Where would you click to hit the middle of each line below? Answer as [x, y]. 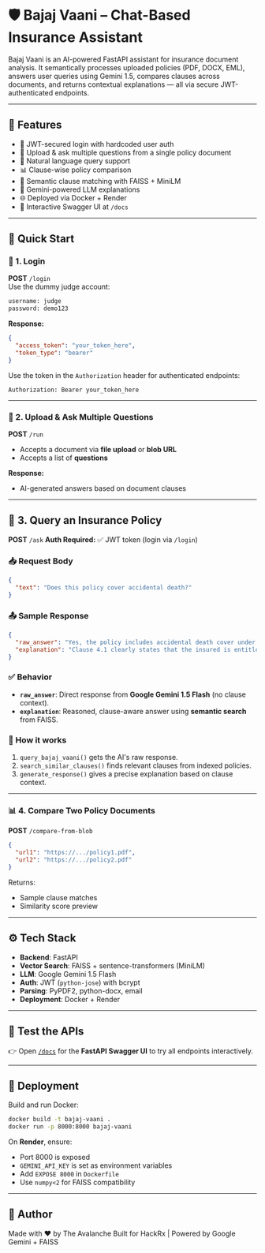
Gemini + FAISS [34, 1242]
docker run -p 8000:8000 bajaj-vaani [70, 1127]
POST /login [30, 279]
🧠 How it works [37, 740]
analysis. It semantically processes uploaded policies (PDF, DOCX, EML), [127, 67]
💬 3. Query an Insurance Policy [85, 520]
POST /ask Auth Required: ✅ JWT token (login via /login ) [103, 539]
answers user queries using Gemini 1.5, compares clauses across [114, 76]
